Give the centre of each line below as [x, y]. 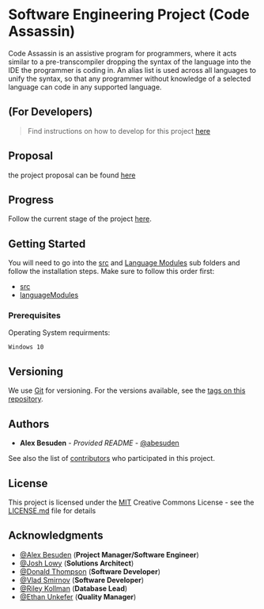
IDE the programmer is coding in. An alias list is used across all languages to [132, 70]
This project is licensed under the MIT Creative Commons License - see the [131, 502]
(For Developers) [51, 112]
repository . [26, 399]
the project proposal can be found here [72, 175]
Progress [31, 200]
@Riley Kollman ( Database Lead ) [74, 588]
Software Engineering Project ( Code [129, 15]
